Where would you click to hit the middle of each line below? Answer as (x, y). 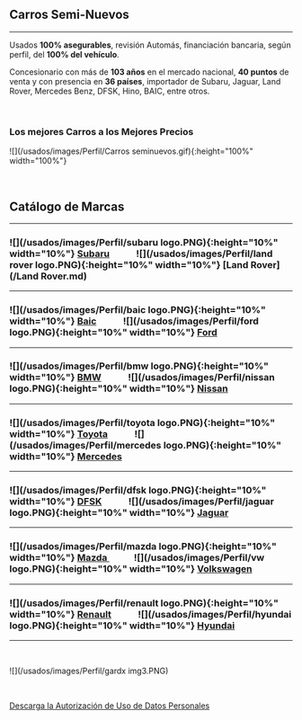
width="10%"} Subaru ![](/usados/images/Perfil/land (141, 253)
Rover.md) (63, 276)
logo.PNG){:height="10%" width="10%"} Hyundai (122, 626)
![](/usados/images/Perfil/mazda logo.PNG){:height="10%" (143, 547)
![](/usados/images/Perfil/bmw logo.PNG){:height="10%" (139, 366)
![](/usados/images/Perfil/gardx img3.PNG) (89, 671)
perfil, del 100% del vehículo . (64, 54)
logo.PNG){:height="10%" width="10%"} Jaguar (119, 513)
